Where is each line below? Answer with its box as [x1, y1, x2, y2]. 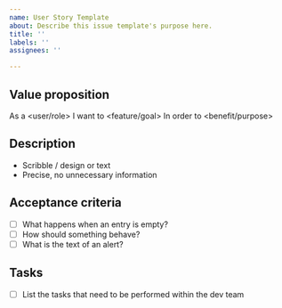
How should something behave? [21, 229, 141, 239]
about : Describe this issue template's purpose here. [9, 21, 214, 30]
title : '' [9, 29, 46, 38]
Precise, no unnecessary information [21, 169, 157, 180]
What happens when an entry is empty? [21, 219, 169, 230]
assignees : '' [9, 46, 62, 55]
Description [9, 136, 76, 151]
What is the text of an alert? [21, 239, 124, 249]
